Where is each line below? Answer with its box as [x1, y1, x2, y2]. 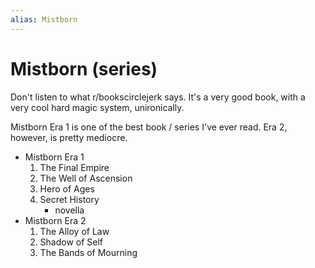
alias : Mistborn [10, 14, 78, 25]
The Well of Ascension [39, 172, 133, 184]
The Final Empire [39, 161, 110, 173]
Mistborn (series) [10, 57, 158, 80]
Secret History [39, 193, 100, 205]
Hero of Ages [39, 182, 95, 195]
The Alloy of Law [39, 225, 110, 237]
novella [54, 204, 85, 216]
